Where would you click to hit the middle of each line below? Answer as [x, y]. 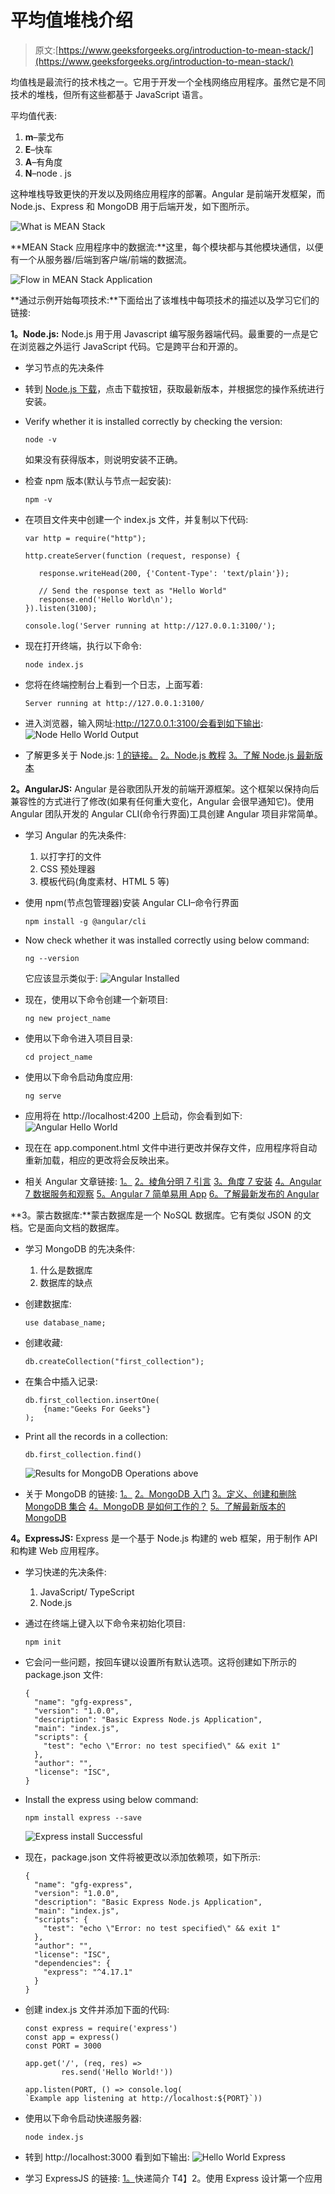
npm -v [38, 499]
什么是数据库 [66, 1270]
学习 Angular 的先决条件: [75, 835]
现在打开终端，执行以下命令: [83, 645]
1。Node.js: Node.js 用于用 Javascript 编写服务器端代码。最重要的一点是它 [164, 333]
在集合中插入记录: [61, 1381]
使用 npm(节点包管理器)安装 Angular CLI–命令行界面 [132, 902]
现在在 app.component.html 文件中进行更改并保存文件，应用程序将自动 [171, 1147]
